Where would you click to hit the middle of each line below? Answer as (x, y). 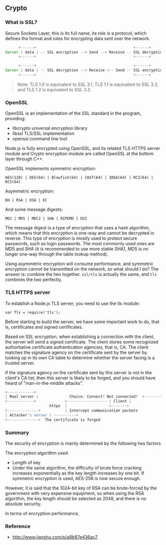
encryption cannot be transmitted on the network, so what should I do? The (82, 269)
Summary (17, 432)
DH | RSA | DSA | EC (26, 201)
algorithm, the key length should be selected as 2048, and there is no (76, 498)
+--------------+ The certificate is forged (53, 420)
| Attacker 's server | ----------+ (42, 415)
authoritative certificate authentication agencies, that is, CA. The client (77, 347)
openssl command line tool (40, 139)
